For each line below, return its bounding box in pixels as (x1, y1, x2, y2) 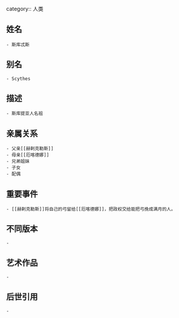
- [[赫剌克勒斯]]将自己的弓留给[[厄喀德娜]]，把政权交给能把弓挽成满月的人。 (6, 206, 176, 212)
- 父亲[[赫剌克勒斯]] (6, 146, 54, 152)
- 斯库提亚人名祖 (6, 111, 43, 117)
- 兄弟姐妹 (6, 158, 30, 164)
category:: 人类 (6, 5, 44, 12)
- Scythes (6, 75, 31, 82)
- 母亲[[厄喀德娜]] (6, 152, 50, 158)
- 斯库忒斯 (6, 41, 30, 48)
